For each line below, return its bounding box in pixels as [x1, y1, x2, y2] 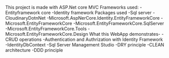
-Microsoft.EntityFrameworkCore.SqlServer [73, 20, 164, 26]
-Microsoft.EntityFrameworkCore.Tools [5, 26, 87, 32]
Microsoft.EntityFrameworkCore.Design [5, 31, 88, 37]
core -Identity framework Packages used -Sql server [41, 10, 152, 16]
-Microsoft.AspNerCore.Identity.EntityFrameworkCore [46, 15, 160, 21]
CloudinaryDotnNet [5, 15, 46, 21]
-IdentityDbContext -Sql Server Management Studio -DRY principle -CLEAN [5, 42, 164, 47]
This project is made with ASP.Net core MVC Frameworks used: [5, 5, 139, 10]
